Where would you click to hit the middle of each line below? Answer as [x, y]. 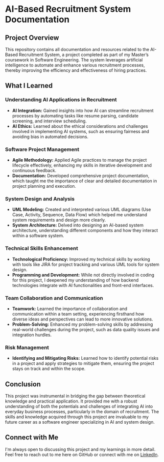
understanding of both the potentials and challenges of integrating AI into [79, 406]
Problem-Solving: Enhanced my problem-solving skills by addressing [82, 324]
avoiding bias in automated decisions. [50, 137]
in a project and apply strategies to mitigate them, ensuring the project [83, 363]
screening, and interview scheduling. [49, 121]
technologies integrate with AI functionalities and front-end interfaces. [83, 285]
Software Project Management [42, 149]
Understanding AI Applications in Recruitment [61, 100]
